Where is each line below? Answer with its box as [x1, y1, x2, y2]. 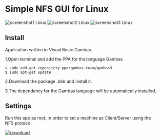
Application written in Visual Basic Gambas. [5, 46, 93, 52]
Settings [5, 102, 32, 110]
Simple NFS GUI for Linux [5, 3, 109, 15]
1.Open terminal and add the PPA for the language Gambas [5, 56, 123, 62]
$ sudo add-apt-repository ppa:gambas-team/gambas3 [5, 65, 112, 70]
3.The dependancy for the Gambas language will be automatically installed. [5, 88, 157, 94]
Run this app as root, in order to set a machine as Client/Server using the [5, 115, 151, 120]
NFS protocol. [5, 120, 33, 126]
